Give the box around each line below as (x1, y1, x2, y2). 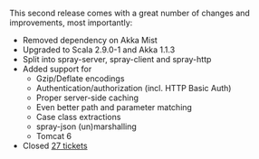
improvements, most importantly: (9, 17, 133, 28)
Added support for (22, 63, 92, 74)
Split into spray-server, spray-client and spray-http (22, 54, 212, 64)
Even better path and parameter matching (35, 102, 193, 112)
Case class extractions (35, 112, 121, 122)
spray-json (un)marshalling (35, 121, 138, 132)
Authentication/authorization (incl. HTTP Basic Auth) (35, 83, 232, 93)
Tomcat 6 (35, 131, 72, 141)
